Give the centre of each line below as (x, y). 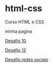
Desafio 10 (16, 41)
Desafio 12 (16, 50)
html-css (24, 8)
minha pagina (19, 31)
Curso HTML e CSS (25, 22)
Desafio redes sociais (27, 59)
